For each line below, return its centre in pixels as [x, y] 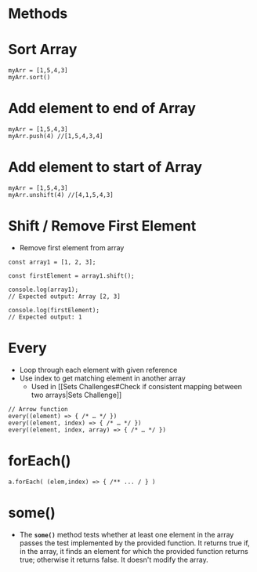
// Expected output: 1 [45, 317]
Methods [38, 14]
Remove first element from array [72, 247]
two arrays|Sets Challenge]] [76, 395]
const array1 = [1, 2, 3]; [52, 262]
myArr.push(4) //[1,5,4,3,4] [56, 137]
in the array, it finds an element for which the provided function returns [134, 551]
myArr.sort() [29, 78]
